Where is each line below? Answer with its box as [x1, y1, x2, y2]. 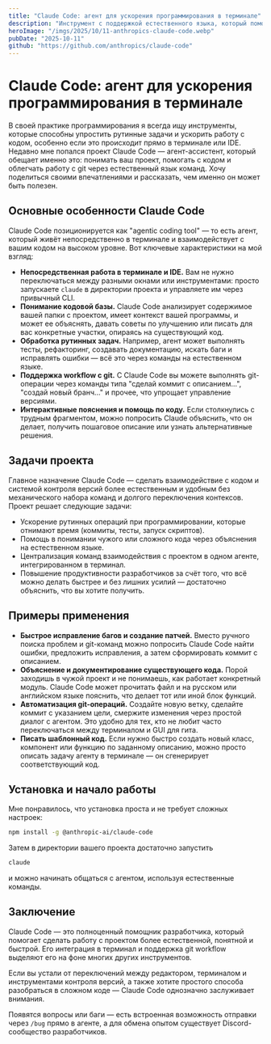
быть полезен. [8, 181, 58, 191]
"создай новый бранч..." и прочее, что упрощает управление [19, 387, 231, 397]
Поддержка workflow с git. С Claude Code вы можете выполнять [19, 370, 246, 380]
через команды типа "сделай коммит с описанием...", [56, 378, 242, 388]
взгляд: [8, 251, 34, 261]
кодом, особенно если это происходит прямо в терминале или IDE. [8, 138, 242, 148]
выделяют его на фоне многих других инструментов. [8, 952, 192, 962]
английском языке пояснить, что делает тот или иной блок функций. [19, 691, 256, 700]
